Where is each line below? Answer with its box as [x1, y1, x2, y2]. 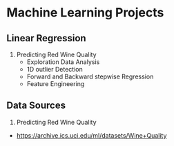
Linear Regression [6, 32, 87, 44]
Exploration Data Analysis [26, 58, 100, 66]
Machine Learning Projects [6, 5, 164, 21]
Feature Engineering [26, 80, 85, 87]
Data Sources [6, 100, 66, 112]
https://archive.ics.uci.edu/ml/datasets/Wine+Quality [16, 131, 167, 139]
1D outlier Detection [26, 65, 84, 73]
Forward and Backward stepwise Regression [26, 72, 154, 81]
